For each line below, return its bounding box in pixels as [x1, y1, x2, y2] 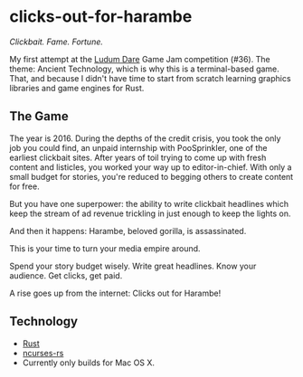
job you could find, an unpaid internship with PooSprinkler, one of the [9, 142, 268, 153]
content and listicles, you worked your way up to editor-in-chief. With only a [9, 161, 292, 173]
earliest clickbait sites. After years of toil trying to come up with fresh [9, 152, 267, 163]
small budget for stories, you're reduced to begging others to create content [9, 171, 294, 182]
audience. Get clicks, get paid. [9, 269, 123, 281]
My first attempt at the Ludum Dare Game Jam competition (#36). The [9, 53, 270, 64]
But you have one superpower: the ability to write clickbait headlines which [9, 198, 289, 209]
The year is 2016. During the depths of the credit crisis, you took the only [9, 133, 281, 144]
